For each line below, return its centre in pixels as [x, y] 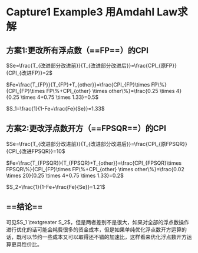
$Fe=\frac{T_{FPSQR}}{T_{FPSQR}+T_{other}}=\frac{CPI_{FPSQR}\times [94, 163]
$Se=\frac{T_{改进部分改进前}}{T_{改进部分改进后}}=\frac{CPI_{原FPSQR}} [97, 144]
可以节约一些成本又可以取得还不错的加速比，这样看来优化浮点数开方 [104, 237]
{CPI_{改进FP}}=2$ [29, 73]
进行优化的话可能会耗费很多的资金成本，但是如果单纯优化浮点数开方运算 [94, 229]
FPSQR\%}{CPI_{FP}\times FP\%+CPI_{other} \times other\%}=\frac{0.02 [95, 169]
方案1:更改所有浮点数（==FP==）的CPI [77, 50]
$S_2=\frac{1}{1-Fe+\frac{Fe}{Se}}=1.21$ [56, 187]
